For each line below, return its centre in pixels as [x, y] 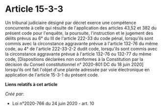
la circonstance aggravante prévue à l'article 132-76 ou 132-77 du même [78, 54]
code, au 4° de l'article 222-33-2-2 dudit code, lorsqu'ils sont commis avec [81, 49]
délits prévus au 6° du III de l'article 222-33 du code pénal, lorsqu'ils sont [79, 38]
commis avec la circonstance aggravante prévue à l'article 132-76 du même [81, 43]
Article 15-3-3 [34, 9]
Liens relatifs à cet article [31, 84]
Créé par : [15, 94]
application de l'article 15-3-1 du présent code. [52, 75]
